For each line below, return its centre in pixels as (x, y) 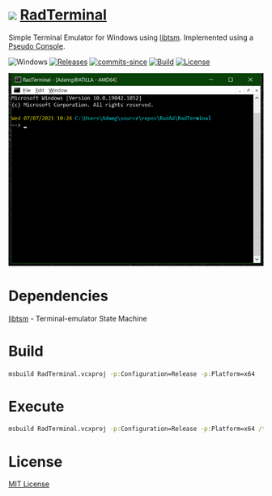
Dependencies (58, 296)
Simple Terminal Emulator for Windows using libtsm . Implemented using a (131, 37)
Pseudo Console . (37, 45)
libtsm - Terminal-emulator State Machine (78, 318)
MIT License (29, 484)
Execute (36, 406)
